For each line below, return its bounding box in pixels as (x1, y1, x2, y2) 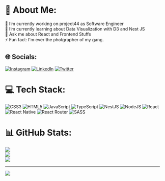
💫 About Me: (5, 4, 57, 16)
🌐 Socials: (5, 53, 37, 61)
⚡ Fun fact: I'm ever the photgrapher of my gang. (5, 36, 104, 42)
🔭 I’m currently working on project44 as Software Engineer (5, 21, 124, 27)
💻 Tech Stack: (5, 84, 66, 95)
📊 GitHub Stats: (5, 127, 72, 138)
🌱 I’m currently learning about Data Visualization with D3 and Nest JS (5, 26, 145, 31)
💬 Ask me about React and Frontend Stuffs (5, 31, 91, 37)
